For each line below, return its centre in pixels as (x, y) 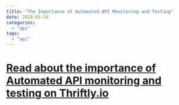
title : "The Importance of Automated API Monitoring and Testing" (90, 12)
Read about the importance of (81, 68)
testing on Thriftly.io (57, 93)
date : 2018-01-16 (28, 17)
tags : (13, 34)
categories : (21, 22)
